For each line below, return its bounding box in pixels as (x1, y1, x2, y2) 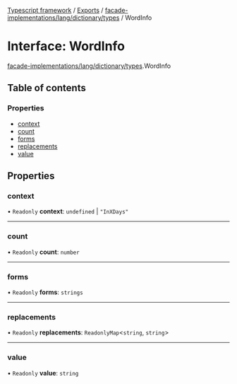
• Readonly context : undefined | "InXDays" (7, 207, 129, 216)
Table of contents (7, 82, 86, 94)
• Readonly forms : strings (7, 288, 83, 296)
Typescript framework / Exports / (7, 6, 104, 14)
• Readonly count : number (7, 248, 80, 256)
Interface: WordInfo (7, 38, 126, 54)
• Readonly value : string (7, 368, 79, 377)
